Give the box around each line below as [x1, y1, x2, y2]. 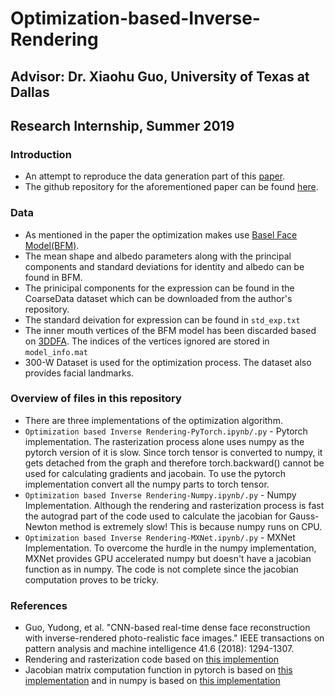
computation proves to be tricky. [24, 573, 159, 586]
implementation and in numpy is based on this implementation [24, 675, 281, 687]
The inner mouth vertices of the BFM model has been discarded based [24, 324, 317, 336]
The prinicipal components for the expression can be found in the [24, 282, 295, 294]
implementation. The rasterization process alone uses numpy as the [24, 435, 305, 447]
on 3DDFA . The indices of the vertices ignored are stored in [24, 335, 270, 347]
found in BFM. [24, 271, 83, 283]
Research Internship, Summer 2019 [10, 117, 235, 134]
